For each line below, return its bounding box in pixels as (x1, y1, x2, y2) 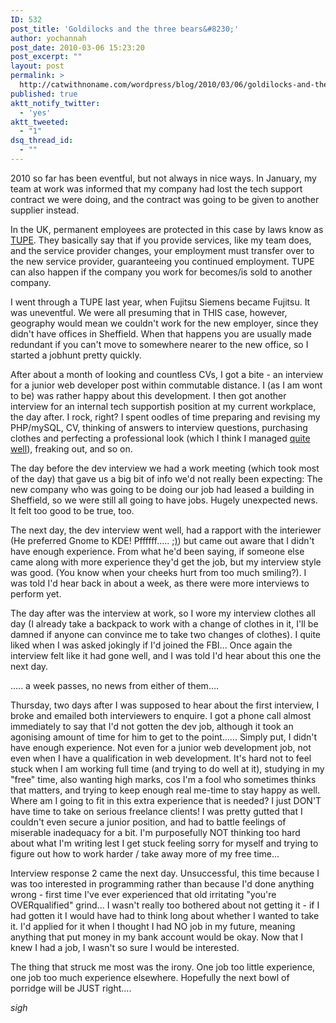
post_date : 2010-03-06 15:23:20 (10, 42, 145, 53)
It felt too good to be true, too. (10, 504, 135, 516)
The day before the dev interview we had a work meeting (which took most (10, 462, 320, 474)
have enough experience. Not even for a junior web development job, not (10, 741, 312, 753)
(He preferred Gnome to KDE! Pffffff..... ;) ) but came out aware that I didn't (10, 534, 315, 546)
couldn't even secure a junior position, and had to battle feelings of (10, 816, 287, 828)
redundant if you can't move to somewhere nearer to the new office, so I (10, 338, 309, 350)
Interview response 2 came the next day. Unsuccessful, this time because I (10, 867, 320, 879)
